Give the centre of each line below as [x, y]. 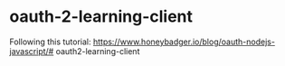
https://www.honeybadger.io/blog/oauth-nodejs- [184, 42]
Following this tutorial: [51, 42]
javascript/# [32, 51]
